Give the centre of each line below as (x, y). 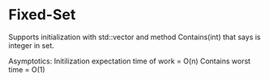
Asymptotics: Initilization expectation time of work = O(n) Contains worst (130, 61)
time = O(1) (27, 69)
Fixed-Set (42, 15)
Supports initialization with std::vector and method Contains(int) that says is (134, 37)
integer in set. (31, 45)
